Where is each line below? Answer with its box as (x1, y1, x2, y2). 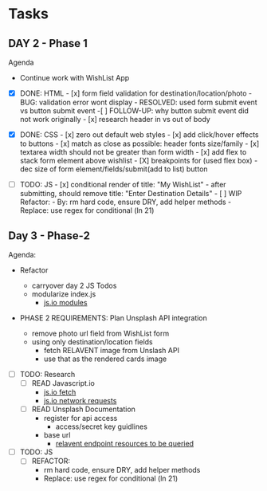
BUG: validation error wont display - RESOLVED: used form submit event (19, 97, 257, 108)
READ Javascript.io (31, 379, 96, 388)
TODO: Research (19, 370, 76, 379)
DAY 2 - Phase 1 (8, 37, 88, 50)
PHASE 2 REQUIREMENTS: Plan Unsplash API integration (19, 313, 207, 323)
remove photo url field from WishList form (31, 328, 170, 338)
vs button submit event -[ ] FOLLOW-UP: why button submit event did (19, 106, 249, 116)
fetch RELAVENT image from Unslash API (43, 346, 179, 355)
